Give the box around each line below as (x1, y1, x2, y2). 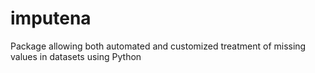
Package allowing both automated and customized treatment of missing (10, 40, 307, 52)
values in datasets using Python (10, 50, 142, 62)
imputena (10, 7, 92, 30)
